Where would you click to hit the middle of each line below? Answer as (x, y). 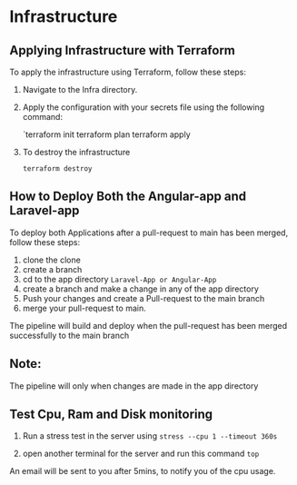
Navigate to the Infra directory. (80, 89)
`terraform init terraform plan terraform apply (106, 134)
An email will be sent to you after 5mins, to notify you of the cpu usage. (143, 471)
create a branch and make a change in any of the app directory (140, 289)
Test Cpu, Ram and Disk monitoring (111, 415)
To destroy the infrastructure (76, 152)
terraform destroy (57, 169)
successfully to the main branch (69, 335)
